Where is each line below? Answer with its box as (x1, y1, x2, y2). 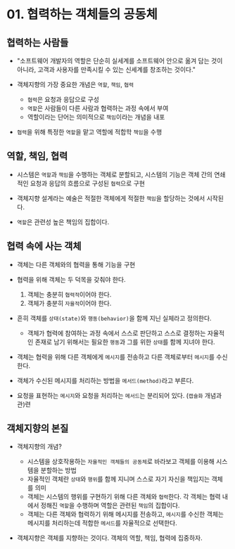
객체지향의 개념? (16, 442, 63, 451)
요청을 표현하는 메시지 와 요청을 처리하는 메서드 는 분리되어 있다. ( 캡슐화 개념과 (16, 391, 222, 399)
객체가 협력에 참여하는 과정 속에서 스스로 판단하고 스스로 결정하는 (27, 328, 206, 337)
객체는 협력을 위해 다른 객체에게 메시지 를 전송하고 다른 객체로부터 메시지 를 (16, 352, 215, 361)
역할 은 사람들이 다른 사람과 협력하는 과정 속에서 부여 (27, 104, 169, 112)
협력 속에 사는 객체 (6, 240, 82, 252)
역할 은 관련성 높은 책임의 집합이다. (16, 217, 110, 226)
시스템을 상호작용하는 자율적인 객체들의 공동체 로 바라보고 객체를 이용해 (27, 458, 215, 466)
